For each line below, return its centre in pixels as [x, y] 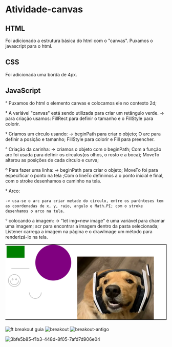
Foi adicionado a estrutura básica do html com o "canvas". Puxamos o [79, 40]
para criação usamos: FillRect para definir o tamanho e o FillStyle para [79, 118]
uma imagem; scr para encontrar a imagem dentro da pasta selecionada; [82, 226]
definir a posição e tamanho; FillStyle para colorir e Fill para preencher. [80, 139]
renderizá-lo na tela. [27, 237]
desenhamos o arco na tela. [35, 211]
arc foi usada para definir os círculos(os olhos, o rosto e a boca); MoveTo [82, 154]
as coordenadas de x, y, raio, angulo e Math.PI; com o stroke [74, 206]
